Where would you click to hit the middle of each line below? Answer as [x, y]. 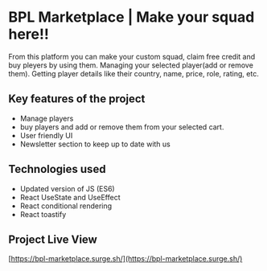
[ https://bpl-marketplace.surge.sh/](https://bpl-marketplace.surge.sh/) [125, 259]
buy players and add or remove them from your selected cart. [122, 127]
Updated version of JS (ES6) [67, 188]
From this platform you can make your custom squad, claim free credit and [132, 56]
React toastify [43, 214]
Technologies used [57, 169]
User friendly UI [46, 135]
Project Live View [53, 239]
